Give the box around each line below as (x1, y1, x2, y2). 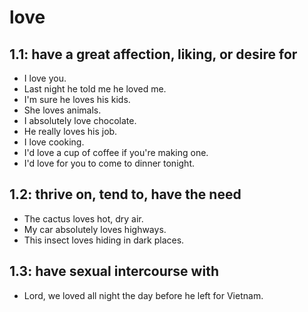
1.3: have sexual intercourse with (9, 263, 219, 280)
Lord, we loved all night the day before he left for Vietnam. (23, 289, 264, 301)
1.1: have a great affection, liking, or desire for (9, 46, 298, 63)
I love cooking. (23, 136, 85, 148)
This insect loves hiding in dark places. (23, 234, 185, 246)
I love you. (23, 72, 67, 84)
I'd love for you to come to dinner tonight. (23, 157, 196, 169)
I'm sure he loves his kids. (23, 94, 131, 105)
